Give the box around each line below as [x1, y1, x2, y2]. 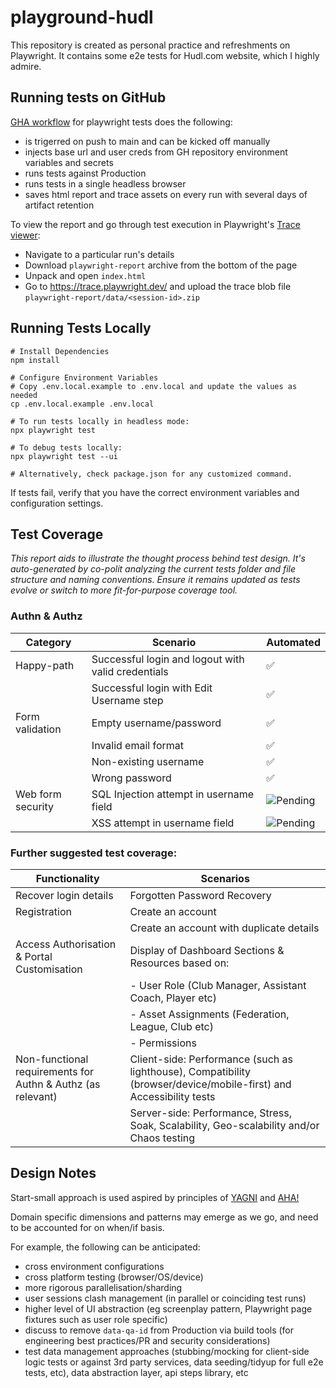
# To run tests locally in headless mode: [10, 416, 190, 426]
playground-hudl [10, 6, 154, 29]
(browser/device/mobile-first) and [129, 1077, 292, 1091]
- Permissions [129, 1036, 197, 1050]
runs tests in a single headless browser [24, 177, 187, 190]
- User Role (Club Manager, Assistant [129, 978, 307, 992]
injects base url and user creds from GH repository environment [24, 146, 288, 158]
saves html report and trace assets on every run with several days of [24, 188, 308, 200]
